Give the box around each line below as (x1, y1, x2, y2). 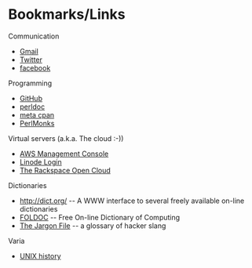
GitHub (19, 93, 43, 103)
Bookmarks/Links (8, 5, 126, 24)
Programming (8, 78, 53, 88)
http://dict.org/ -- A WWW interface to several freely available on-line (19, 196, 245, 205)
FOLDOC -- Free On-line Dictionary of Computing (19, 212, 181, 222)
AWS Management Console (19, 149, 109, 158)
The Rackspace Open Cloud (19, 165, 111, 175)
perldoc (19, 102, 46, 111)
